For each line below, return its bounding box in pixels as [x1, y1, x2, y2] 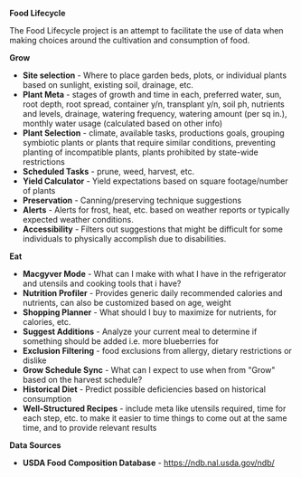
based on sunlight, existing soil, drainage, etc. [22, 80, 194, 90]
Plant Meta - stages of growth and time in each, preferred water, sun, [22, 90, 282, 100]
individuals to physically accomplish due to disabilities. [22, 234, 227, 243]
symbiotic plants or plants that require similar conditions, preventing [22, 138, 276, 148]
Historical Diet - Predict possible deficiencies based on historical [22, 384, 267, 395]
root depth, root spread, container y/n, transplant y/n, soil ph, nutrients [22, 99, 285, 110]
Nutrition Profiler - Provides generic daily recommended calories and [22, 288, 283, 298]
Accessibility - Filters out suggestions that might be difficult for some [22, 224, 283, 234]
